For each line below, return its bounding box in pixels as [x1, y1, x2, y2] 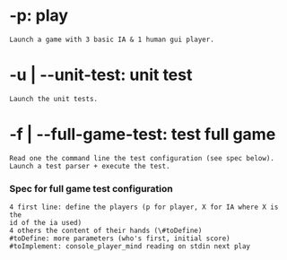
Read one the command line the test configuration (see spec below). [9, 153, 275, 162]
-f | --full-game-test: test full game [9, 125, 276, 144]
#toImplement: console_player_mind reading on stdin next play [9, 242, 251, 251]
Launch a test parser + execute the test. [9, 161, 170, 170]
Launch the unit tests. [9, 94, 99, 103]
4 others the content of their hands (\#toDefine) [9, 226, 203, 236]
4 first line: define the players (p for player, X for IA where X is [9, 203, 279, 212]
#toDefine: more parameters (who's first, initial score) [9, 234, 230, 243]
